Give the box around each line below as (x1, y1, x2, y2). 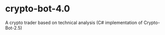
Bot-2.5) (5, 24, 23, 30)
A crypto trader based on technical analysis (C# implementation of (5, 19, 143, 25)
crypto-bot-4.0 (5, 3, 70, 14)
